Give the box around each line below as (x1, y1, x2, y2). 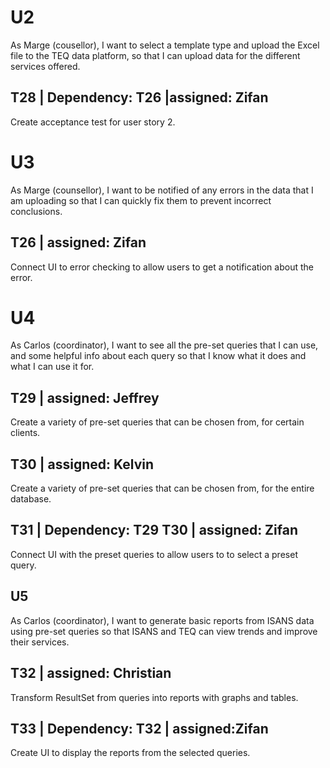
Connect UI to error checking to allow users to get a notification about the (10, 261, 314, 273)
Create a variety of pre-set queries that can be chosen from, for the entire (10, 482, 315, 495)
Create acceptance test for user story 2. (10, 116, 176, 128)
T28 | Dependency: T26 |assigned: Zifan (10, 89, 269, 106)
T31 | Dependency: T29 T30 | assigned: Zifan (10, 522, 298, 539)
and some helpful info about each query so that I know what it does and (10, 350, 307, 362)
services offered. (10, 60, 81, 72)
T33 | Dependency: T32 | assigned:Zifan (10, 720, 269, 737)
